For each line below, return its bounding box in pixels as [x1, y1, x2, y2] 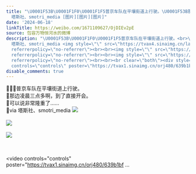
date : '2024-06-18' [6, 19, 54, 25]
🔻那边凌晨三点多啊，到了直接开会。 [6, 92, 92, 99]
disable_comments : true [6, 68, 64, 74]
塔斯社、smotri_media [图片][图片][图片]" [11, 14, 107, 20]
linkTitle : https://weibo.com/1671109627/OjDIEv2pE [6, 25, 134, 31]
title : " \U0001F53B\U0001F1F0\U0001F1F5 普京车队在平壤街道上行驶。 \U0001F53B [6, 8, 188, 15]
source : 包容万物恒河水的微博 [6, 30, 71, 36]
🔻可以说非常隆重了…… [6, 100, 60, 107]
